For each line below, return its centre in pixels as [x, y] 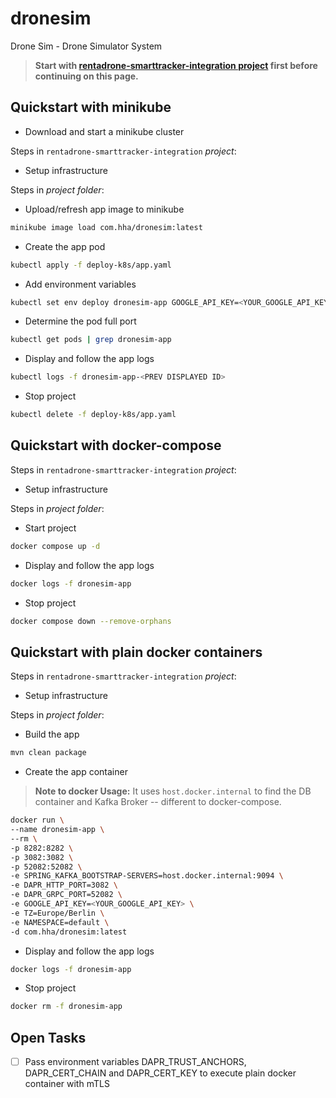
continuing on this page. [86, 76]
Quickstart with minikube [91, 107]
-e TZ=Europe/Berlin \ [57, 913]
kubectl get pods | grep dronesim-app [91, 340]
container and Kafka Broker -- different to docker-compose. [158, 802]
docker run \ [37, 820]
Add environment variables [80, 284]
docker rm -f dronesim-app [66, 1007]
